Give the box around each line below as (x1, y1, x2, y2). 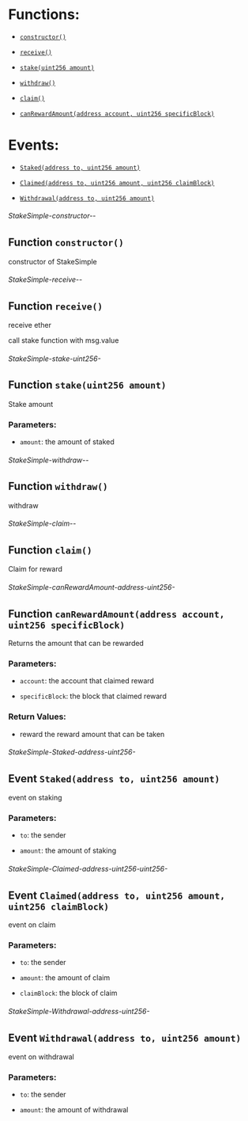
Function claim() (8, 543, 92, 557)
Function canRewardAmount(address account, (8, 607, 225, 621)
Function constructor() (8, 236, 125, 249)
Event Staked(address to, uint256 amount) (8, 772, 220, 785)
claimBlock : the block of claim (19, 988, 118, 998)
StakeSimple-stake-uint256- (8, 354, 101, 363)
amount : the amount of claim (19, 973, 111, 982)
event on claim (8, 920, 56, 929)
